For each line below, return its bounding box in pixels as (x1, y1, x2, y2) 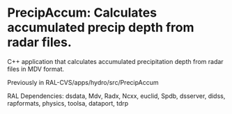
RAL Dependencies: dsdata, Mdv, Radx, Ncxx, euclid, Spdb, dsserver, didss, (7, 92, 226, 100)
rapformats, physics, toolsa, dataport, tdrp (7, 99, 129, 107)
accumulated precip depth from (7, 19, 194, 35)
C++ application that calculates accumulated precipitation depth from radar (7, 57, 224, 65)
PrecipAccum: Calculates (7, 5, 157, 21)
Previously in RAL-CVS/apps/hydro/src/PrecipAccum (7, 78, 159, 86)
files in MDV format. (7, 65, 65, 73)
